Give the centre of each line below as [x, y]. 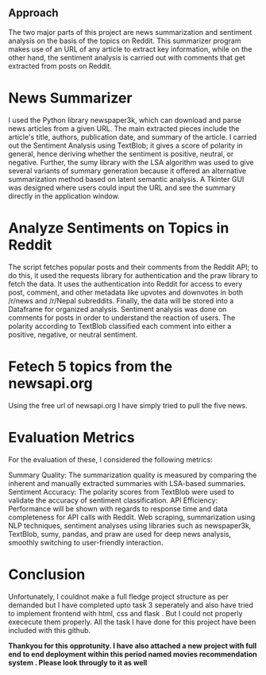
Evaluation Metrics [71, 437]
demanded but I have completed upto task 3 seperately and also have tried [131, 605]
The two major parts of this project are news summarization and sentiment [130, 32]
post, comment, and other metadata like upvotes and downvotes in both [126, 292]
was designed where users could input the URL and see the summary [122, 187]
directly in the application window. [64, 196]
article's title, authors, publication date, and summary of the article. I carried [133, 137]
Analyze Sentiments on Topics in [119, 228]
